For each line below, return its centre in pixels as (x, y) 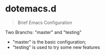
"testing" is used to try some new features (56, 47)
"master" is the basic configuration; (49, 42)
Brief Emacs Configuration (45, 22)
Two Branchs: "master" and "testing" (43, 32)
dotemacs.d (31, 9)
